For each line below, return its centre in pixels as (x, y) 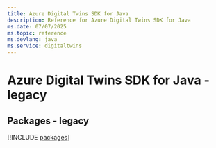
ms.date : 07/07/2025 (37, 26)
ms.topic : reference (37, 33)
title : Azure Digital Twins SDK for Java (68, 14)
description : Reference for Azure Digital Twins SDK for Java (99, 20)
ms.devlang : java (32, 40)
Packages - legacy (48, 121)
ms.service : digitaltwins (44, 46)
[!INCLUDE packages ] (39, 137)
